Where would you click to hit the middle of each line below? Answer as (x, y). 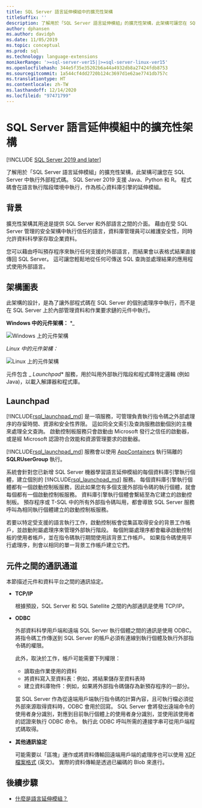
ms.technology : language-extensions (52, 57)
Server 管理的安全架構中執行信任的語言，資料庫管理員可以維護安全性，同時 (99, 231)
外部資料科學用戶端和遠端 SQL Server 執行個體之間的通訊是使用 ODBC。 (105, 630)
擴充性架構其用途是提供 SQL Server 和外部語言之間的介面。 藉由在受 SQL (97, 223)
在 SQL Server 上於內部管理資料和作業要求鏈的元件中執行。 (80, 310)
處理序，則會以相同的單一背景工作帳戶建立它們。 (72, 545)
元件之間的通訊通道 (42, 566)
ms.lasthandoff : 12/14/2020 (41, 90)
